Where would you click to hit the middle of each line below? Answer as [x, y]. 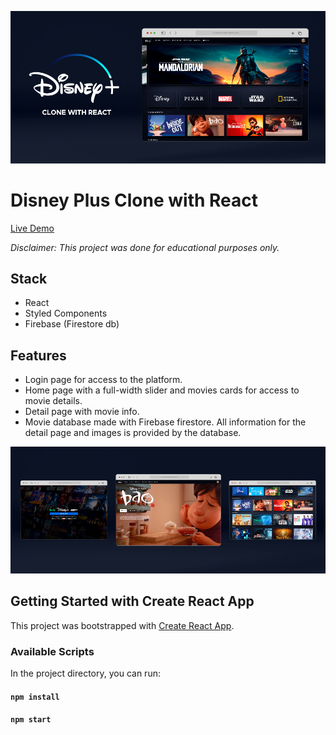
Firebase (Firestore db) [72, 324]
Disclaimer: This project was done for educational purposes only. [145, 247]
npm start [31, 720]
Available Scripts [52, 651]
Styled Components [66, 313]
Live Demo [32, 228]
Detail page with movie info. [82, 412]
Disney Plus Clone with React [134, 200]
